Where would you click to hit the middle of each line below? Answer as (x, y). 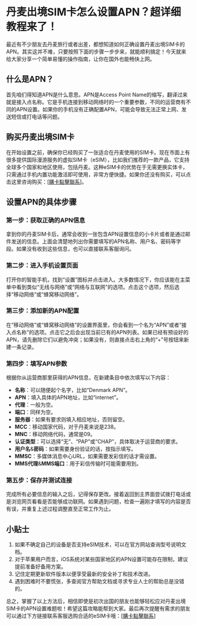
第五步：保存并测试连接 (39, 480)
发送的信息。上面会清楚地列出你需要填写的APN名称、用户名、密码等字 (96, 241)
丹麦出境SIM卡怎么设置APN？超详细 (94, 12)
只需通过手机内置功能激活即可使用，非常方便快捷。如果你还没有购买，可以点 (98, 174)
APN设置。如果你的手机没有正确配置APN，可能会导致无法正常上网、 (99, 109)
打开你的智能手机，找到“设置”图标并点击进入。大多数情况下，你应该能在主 (96, 280)
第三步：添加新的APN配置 (43, 311)
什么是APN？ (30, 79)
